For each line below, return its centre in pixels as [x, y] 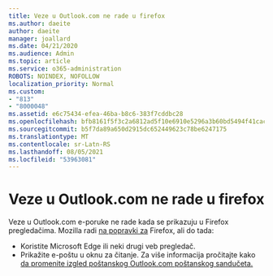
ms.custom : [27, 91]
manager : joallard [39, 39]
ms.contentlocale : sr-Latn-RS [60, 144]
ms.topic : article [39, 62]
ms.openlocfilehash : [43, 122]
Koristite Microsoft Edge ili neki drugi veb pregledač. [108, 246]
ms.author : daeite [39, 24]
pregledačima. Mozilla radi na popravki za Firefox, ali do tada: [111, 231]
